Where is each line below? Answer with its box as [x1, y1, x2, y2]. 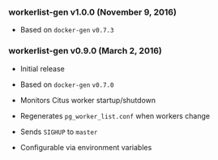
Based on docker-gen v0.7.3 [19, 25, 114, 35]
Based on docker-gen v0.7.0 [19, 80, 114, 89]
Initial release [19, 63, 65, 73]
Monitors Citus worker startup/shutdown [19, 95, 156, 105]
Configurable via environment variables [19, 142, 152, 152]
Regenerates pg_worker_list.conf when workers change [19, 110, 211, 120]
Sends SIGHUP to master [19, 127, 98, 136]
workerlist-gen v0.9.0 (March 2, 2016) [8, 45, 162, 57]
